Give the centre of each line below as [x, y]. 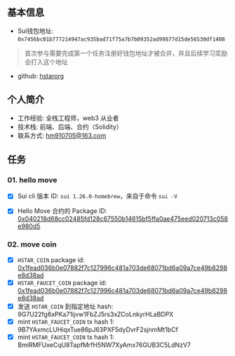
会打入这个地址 [46, 62]
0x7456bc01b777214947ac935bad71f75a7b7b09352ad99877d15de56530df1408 [121, 39]
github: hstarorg [41, 76]
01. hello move [32, 179]
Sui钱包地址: [35, 31]
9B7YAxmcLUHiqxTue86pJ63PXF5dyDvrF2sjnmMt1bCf [98, 329]
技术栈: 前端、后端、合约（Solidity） [70, 126]
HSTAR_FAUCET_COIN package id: [62, 282]
